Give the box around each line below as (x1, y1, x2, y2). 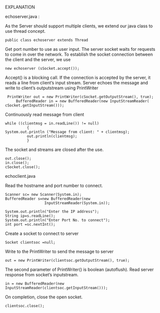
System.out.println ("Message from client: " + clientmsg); (5, 129, 130, 134)
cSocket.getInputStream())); (5, 103, 64, 108)
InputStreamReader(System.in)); (44, 201, 110, 206)
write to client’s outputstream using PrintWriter (5, 85, 99, 91)
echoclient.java (5, 173, 36, 179)
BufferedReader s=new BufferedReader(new (5, 196, 91, 201)
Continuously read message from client (5, 112, 84, 117)
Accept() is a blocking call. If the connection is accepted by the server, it (5, 75, 151, 80)
